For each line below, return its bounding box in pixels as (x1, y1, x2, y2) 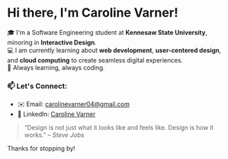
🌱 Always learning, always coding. (7, 63, 105, 72)
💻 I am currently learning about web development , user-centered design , (7, 46, 222, 54)
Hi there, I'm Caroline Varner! (7, 5, 179, 21)
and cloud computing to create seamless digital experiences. (7, 56, 184, 64)
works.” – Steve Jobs (24, 131, 85, 140)
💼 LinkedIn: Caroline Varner (17, 110, 96, 119)
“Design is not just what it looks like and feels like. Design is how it (24, 124, 213, 132)
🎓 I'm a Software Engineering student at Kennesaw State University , (7, 28, 208, 36)
